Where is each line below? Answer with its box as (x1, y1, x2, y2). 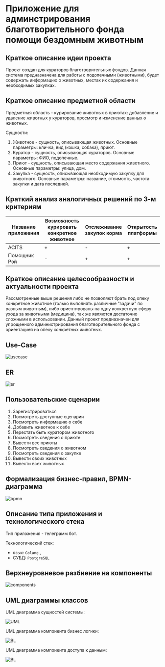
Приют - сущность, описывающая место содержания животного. (12, 160, 150, 166)
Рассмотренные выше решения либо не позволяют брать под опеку (5, 295, 149, 301)
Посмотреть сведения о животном (12, 445, 86, 451)
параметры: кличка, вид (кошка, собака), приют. (12, 144, 115, 150)
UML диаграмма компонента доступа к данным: (5, 647, 107, 653)
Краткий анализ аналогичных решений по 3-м (5, 195, 156, 204)
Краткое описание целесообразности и (5, 275, 134, 283)
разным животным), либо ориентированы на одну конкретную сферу (5, 306, 152, 312)
